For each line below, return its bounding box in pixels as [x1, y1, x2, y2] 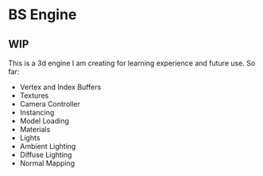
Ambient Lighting [19, 142, 76, 151]
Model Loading [19, 116, 70, 125]
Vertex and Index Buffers [19, 82, 102, 92]
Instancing [19, 108, 55, 117]
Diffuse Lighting [19, 150, 72, 159]
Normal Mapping [19, 158, 75, 168]
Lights [19, 133, 41, 143]
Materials [19, 125, 51, 134]
